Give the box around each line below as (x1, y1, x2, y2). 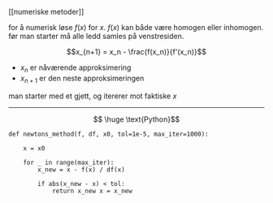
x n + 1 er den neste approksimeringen (19, 73, 145, 84)
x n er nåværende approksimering (19, 63, 132, 74)
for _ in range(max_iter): (23, 158, 115, 166)
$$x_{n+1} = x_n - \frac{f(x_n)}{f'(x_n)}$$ (66, 47, 207, 56)
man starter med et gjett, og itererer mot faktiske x (8, 91, 177, 101)
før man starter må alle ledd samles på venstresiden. (8, 32, 184, 41)
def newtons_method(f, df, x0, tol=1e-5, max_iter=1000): (8, 130, 209, 138)
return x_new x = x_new (51, 187, 132, 195)
